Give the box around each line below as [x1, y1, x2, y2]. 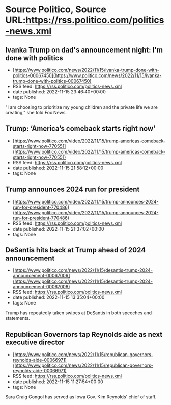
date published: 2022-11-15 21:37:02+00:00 [12, 225, 104, 232]
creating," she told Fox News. [5, 110, 67, 115]
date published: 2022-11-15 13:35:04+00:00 [12, 294, 105, 300]
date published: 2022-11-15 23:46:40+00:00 [12, 89, 106, 95]
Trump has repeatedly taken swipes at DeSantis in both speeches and [5, 310, 152, 316]
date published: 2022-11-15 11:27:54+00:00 [12, 378, 103, 385]
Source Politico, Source [5, 4, 107, 15]
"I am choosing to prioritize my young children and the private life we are [5, 104, 158, 110]
